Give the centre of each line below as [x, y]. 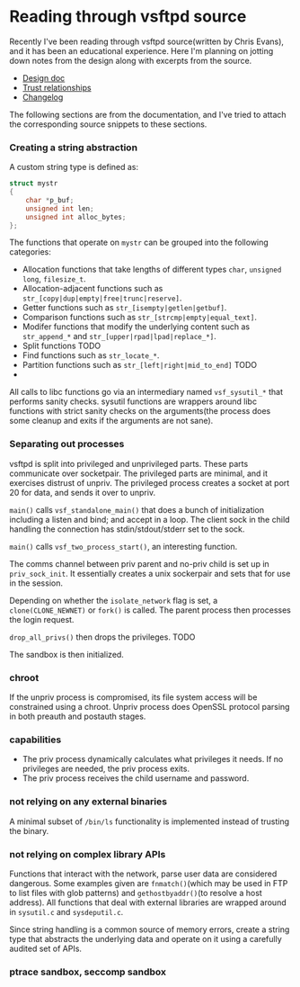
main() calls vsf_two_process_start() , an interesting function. [124, 546]
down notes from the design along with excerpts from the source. [131, 60]
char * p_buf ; [50, 200]
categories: [30, 252]
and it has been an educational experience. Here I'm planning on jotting [141, 50]
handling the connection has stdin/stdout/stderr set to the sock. [127, 529]
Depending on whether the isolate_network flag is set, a [114, 600]
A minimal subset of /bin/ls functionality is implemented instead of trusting [150, 821]
